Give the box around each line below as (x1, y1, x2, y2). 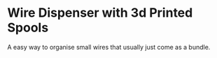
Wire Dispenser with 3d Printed (7, 5, 193, 21)
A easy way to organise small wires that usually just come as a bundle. (7, 43, 211, 51)
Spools (7, 20, 49, 36)
